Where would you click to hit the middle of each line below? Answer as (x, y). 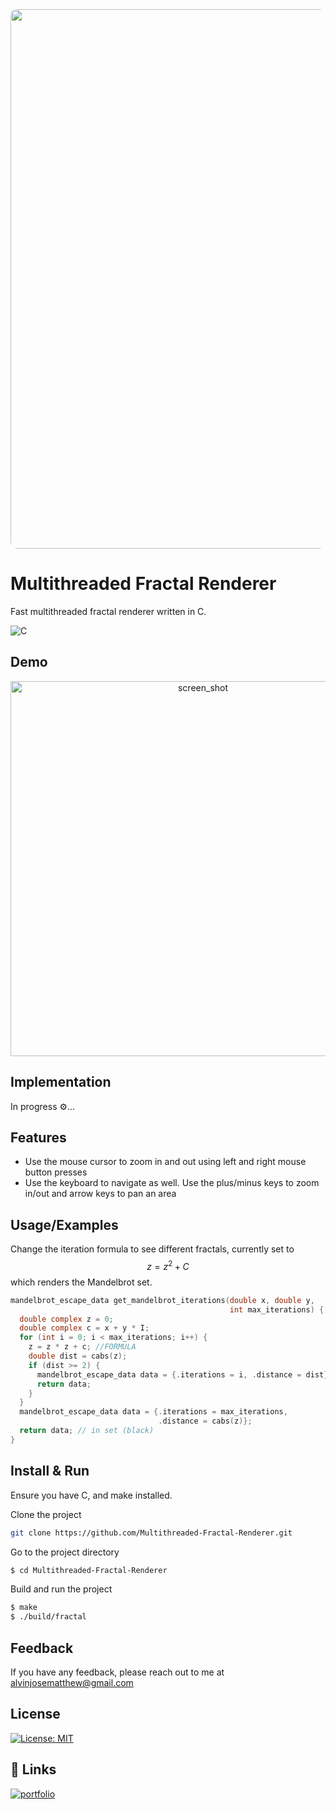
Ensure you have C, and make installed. (91, 1495)
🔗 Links (33, 1769)
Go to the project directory (65, 1552)
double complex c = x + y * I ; (84, 1328)
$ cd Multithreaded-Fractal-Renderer (89, 1570)
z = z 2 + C (168, 1265)
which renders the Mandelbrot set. (81, 1282)
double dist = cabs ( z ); (78, 1356)
